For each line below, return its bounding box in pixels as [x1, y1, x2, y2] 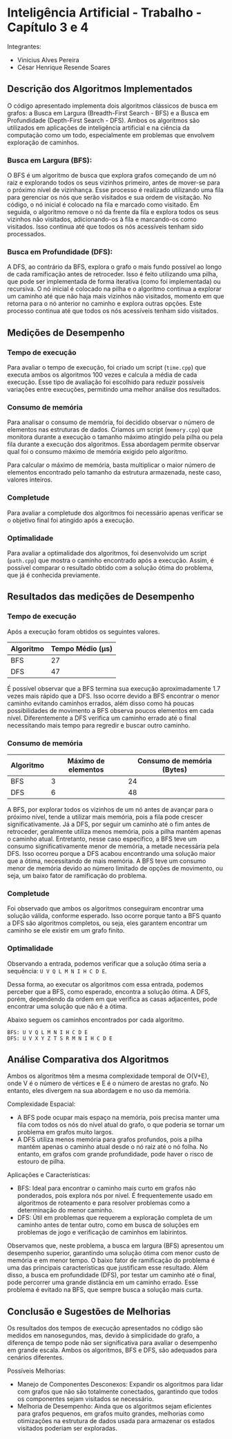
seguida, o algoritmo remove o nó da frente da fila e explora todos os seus [7, 208, 219, 216]
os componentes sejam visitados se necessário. [17, 1395, 154, 1403]
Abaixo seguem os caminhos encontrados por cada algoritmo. [7, 1016, 184, 1024]
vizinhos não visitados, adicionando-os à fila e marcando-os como [7, 216, 197, 224]
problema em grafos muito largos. [17, 1128, 114, 1136]
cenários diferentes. [7, 1353, 64, 1362]
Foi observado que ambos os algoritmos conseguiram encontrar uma [7, 904, 204, 913]
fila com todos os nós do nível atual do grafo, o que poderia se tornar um [17, 1121, 225, 1129]
